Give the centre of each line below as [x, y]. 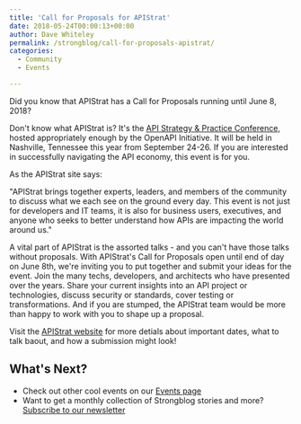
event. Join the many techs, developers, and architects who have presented [150, 276]
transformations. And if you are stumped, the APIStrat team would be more [147, 304]
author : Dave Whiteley [52, 34]
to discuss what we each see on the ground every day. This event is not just [150, 201]
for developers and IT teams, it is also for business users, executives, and [145, 210]
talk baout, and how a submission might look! [93, 340]
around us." [31, 229]
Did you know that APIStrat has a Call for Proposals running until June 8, [143, 101]
